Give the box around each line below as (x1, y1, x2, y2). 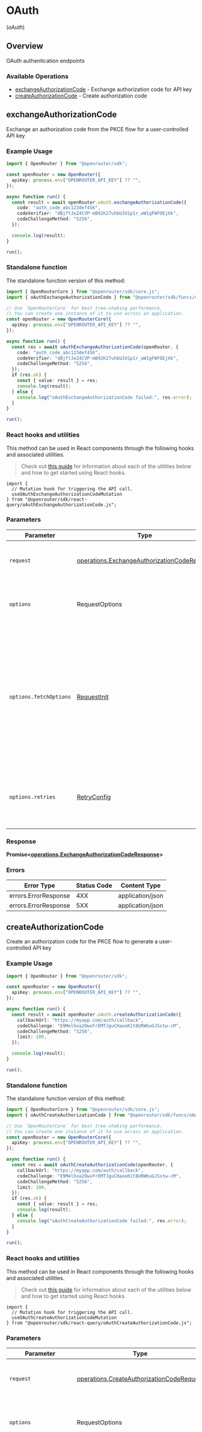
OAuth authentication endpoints (6, 57, 85, 64)
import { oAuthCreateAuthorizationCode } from (6, 1112, 125, 1118)
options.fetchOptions (9, 693, 71, 700)
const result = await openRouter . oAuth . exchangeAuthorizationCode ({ (11, 199, 187, 205)
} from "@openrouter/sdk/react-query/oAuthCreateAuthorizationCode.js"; (6, 1320, 192, 1326)
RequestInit (76, 692, 109, 701)
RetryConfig (76, 793, 111, 801)
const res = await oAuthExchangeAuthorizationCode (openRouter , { (11, 344, 179, 350)
